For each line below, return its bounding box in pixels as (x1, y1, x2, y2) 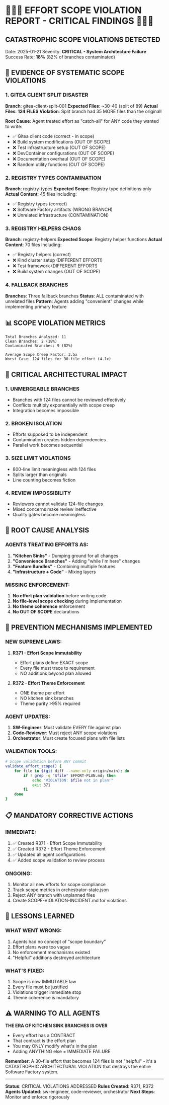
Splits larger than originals (12, 471, 67, 478)
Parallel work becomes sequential (12, 442, 83, 448)
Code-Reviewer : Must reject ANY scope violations (12, 730, 118, 736)
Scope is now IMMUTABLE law (12, 979, 76, 985)
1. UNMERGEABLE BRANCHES (5, 385, 79, 392)
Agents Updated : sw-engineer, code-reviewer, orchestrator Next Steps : (5, 1088, 155, 1094)
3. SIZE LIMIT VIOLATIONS (5, 455, 71, 462)
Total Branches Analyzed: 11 (5, 335, 66, 340)
